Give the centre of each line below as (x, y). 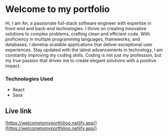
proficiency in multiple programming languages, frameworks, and (73, 39)
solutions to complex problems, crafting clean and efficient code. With (78, 34)
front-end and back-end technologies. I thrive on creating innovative (76, 28)
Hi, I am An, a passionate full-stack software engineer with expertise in (78, 23)
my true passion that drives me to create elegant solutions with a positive (81, 60)
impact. (13, 66)
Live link (18, 111)
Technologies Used (29, 79)
